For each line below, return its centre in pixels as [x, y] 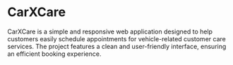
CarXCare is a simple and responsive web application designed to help [110, 31]
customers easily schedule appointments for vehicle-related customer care [116, 38]
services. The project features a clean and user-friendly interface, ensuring [117, 46]
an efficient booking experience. [54, 54]
